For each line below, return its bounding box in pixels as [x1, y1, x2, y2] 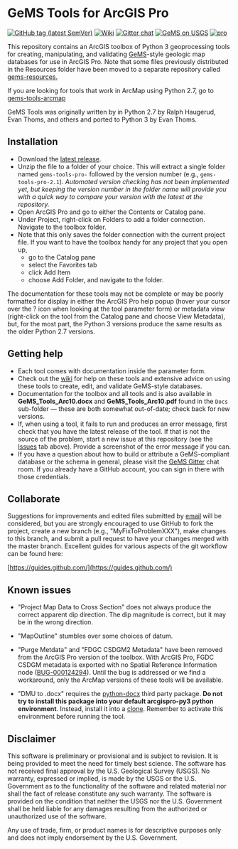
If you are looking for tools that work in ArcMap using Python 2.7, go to [7, 86, 215, 95]
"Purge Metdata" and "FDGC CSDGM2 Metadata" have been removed [17, 646, 223, 654]
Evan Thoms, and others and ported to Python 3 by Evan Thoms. [7, 115, 198, 124]
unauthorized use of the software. [7, 812, 107, 821]
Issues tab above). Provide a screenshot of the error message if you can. [17, 442, 232, 451]
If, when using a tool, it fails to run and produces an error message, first [17, 420, 227, 428]
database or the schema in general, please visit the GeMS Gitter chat [17, 457, 220, 466]
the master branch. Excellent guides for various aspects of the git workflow [7, 542, 227, 550]
